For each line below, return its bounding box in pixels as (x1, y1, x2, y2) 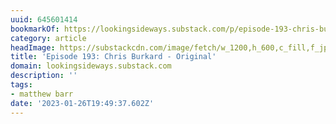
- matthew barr (10, 89, 74, 99)
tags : (10, 80, 33, 90)
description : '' (10, 71, 78, 81)
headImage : (10, 42, 56, 53)
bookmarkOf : (10, 24, 60, 34)
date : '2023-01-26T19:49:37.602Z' (10, 98, 155, 108)
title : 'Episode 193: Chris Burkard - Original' (10, 52, 217, 62)
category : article (10, 33, 87, 43)
